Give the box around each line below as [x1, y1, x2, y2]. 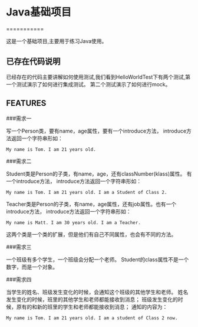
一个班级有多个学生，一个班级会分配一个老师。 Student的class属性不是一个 [6, 255, 189, 263]
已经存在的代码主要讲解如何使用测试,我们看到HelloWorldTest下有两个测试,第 [6, 73, 191, 80]
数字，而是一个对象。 [6, 263, 58, 270]
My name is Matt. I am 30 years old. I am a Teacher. [6, 219, 141, 225]
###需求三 [6, 243, 32, 250]
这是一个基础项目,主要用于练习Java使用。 [6, 37, 107, 44]
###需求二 [6, 157, 32, 164]
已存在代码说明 [6, 57, 61, 67]
